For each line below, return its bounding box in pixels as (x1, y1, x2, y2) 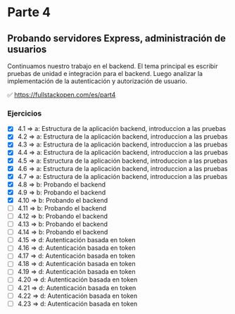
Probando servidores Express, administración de (7, 32, 227, 44)
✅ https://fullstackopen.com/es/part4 (7, 91, 116, 99)
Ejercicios (7, 108, 42, 118)
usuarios (7, 43, 47, 55)
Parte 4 (7, 4, 51, 20)
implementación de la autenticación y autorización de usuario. (7, 77, 188, 85)
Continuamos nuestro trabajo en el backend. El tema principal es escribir (7, 62, 218, 70)
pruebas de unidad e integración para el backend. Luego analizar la (7, 70, 203, 77)
